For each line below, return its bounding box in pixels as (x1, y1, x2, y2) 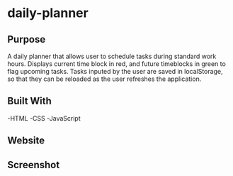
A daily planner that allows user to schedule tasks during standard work (7, 52, 217, 60)
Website (7, 135, 45, 147)
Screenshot (7, 158, 60, 171)
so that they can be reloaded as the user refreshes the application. (7, 75, 202, 83)
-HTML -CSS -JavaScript (7, 114, 81, 122)
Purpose (7, 33, 46, 45)
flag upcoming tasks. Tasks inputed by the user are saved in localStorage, (7, 67, 223, 75)
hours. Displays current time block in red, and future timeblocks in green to (7, 60, 227, 68)
